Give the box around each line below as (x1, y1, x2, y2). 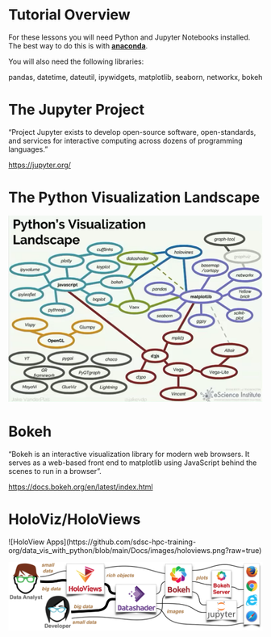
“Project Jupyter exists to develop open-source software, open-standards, (8, 127, 256, 136)
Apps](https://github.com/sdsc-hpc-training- (46, 537, 196, 547)
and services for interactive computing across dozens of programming (8, 136, 244, 145)
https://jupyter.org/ (8, 160, 71, 170)
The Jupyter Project (8, 101, 145, 119)
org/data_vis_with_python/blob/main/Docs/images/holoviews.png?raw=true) (8, 545, 262, 555)
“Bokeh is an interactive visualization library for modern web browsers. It (8, 449, 250, 459)
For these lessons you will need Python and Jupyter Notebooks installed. (8, 32, 251, 42)
